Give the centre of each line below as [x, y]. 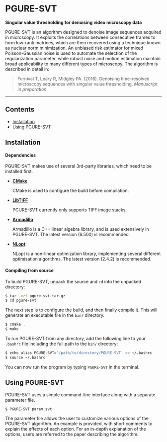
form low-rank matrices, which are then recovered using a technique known [83, 42]
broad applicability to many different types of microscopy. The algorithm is [82, 64]
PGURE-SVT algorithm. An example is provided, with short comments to [79, 424]
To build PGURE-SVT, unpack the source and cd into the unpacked [73, 281]
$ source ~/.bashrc [25, 357]
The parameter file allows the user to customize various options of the [77, 419]
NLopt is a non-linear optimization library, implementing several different [86, 254]
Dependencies [21, 155]
